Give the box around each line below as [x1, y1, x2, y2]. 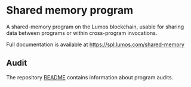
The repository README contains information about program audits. [6, 73, 174, 80]
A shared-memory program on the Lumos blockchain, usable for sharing [6, 23, 184, 30]
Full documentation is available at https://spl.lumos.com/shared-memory [6, 41, 185, 48]
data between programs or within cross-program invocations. [6, 29, 158, 36]
